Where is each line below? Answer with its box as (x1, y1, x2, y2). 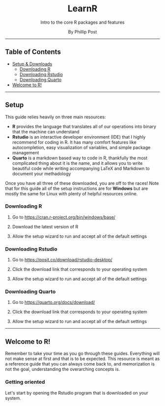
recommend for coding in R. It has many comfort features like (12, 139, 137, 145)
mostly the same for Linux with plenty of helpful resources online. (5, 190, 138, 196)
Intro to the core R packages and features (40, 19, 125, 25)
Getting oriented (5, 378, 45, 385)
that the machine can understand (12, 129, 80, 135)
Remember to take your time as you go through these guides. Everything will (5, 351, 160, 357)
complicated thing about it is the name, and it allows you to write (12, 160, 143, 166)
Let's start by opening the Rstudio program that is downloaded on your (5, 390, 148, 396)
